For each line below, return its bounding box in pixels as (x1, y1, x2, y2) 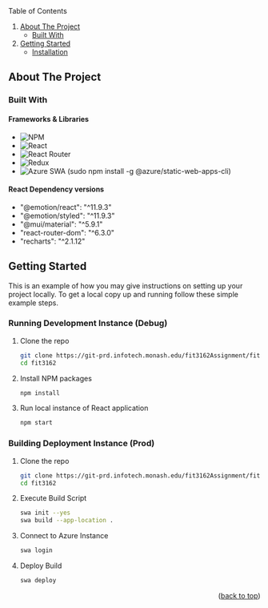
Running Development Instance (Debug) (8, 318, 168, 329)
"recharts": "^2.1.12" (19, 236, 86, 246)
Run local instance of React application (19, 403, 149, 413)
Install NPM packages (19, 373, 92, 383)
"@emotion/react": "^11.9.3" (19, 202, 112, 211)
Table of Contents (8, 6, 68, 15)
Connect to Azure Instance (19, 531, 109, 541)
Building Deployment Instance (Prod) (8, 438, 155, 449)
